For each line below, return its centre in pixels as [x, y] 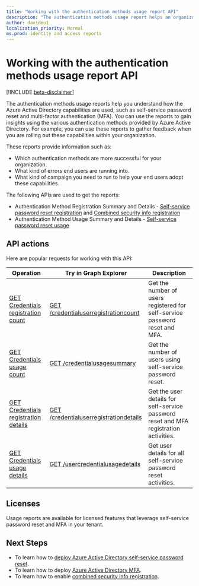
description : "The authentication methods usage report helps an [88, 17]
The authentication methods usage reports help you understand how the [95, 104]
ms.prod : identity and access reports [54, 34]
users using [164, 359]
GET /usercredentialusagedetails [95, 464]
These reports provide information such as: [59, 147]
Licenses [23, 504]
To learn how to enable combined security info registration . [87, 576]
